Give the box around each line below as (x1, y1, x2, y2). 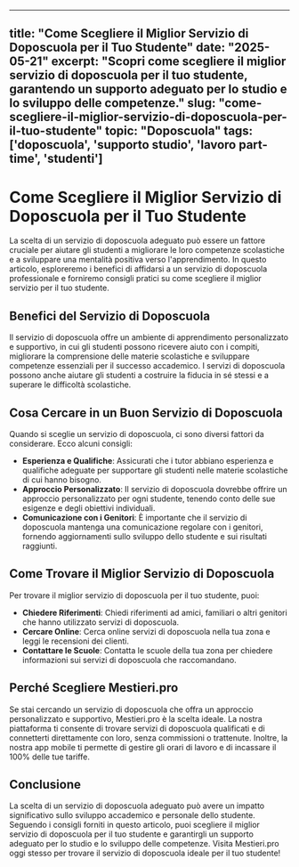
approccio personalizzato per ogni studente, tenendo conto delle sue (21, 493, 276, 504)
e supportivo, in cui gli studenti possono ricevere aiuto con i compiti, (9, 342, 260, 352)
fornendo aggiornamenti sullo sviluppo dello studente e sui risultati (21, 531, 267, 541)
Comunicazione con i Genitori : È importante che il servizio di (21, 512, 247, 523)
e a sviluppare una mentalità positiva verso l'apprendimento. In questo (9, 255, 267, 265)
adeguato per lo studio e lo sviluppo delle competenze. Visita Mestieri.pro (9, 839, 279, 849)
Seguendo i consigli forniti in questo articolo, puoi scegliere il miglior (9, 820, 261, 831)
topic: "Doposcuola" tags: (105, 124, 254, 139)
